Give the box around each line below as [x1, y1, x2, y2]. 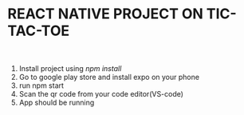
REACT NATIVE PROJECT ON [7, 5, 204, 23]
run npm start [18, 81, 65, 90]
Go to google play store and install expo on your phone [18, 72, 200, 81]
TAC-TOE [7, 22, 69, 40]
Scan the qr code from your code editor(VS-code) [18, 89, 184, 98]
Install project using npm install [18, 63, 122, 73]
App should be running [18, 97, 95, 107]
